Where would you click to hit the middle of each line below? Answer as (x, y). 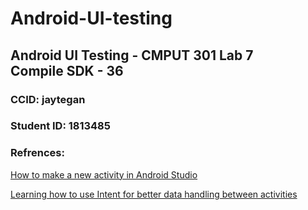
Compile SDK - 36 (67, 70)
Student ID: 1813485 (60, 126)
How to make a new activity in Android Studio (104, 174)
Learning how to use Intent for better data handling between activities (154, 194)
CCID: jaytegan (48, 99)
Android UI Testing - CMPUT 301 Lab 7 (132, 55)
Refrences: (37, 153)
